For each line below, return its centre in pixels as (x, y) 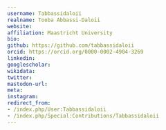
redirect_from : (29, 103)
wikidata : (21, 71)
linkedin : (21, 58)
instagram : (23, 97)
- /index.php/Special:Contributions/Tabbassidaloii (83, 116)
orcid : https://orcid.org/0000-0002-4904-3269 (75, 52)
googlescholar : (29, 65)
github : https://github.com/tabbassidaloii (71, 45)
